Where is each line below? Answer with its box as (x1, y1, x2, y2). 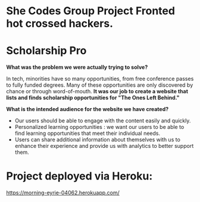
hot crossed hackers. (6, 17, 114, 30)
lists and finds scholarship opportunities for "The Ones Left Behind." (6, 94, 180, 102)
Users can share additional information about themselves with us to (14, 136, 180, 143)
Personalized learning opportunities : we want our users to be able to (14, 124, 185, 131)
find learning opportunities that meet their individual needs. (14, 130, 161, 137)
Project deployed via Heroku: (6, 169, 153, 183)
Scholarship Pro (6, 44, 87, 58)
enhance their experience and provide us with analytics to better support (14, 143, 194, 150)
